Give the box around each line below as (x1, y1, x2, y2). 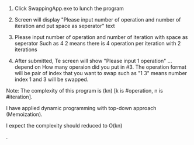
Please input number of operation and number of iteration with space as (14, 34, 188, 40)
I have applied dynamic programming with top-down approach (6, 105, 157, 111)
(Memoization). (6, 111, 43, 118)
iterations (14, 46, 37, 53)
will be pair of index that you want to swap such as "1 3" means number (14, 70, 188, 76)
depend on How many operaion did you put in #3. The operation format (14, 63, 187, 70)
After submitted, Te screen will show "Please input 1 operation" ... (14, 58, 172, 64)
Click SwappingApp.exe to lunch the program (14, 5, 124, 12)
